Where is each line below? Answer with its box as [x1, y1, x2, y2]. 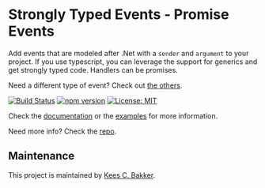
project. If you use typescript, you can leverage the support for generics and [8, 57, 258, 66]
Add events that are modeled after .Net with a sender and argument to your [8, 48, 249, 58]
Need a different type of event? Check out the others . [8, 81, 183, 90]
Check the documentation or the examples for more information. [8, 111, 218, 120]
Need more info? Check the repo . [8, 126, 117, 136]
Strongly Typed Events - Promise [8, 6, 229, 24]
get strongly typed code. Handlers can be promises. [8, 65, 178, 74]
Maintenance [8, 149, 75, 163]
